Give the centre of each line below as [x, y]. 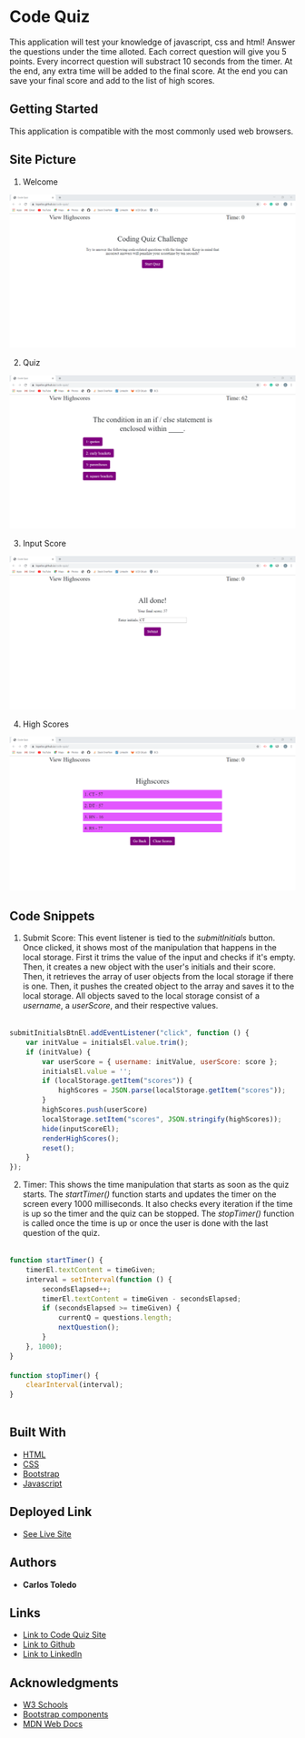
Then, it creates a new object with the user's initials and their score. [149, 967]
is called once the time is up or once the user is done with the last [145, 1223]
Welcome [40, 181]
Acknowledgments [64, 1683]
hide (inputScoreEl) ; [81, 1129]
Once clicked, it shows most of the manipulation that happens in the [149, 948]
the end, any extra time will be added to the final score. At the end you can [149, 71]
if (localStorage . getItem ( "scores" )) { [118, 1081]
